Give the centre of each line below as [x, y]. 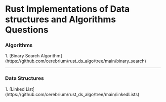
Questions [27, 30]
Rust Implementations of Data [67, 9]
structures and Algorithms [61, 19]
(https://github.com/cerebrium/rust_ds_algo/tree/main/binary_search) [76, 61]
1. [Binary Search [22, 56]
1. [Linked [15, 89]
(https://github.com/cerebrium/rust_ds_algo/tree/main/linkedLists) [72, 94]
